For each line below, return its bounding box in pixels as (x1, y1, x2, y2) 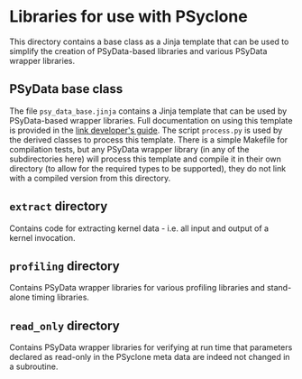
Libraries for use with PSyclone (9, 6, 248, 27)
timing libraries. (32, 291, 90, 303)
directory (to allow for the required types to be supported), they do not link (9, 162, 287, 173)
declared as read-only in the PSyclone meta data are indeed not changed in (9, 352, 290, 363)
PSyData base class (9, 81, 124, 97)
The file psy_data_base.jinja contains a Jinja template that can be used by (9, 106, 288, 116)
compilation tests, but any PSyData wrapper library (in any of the (9, 143, 250, 154)
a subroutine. (9, 361, 59, 372)
